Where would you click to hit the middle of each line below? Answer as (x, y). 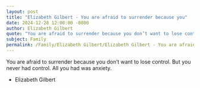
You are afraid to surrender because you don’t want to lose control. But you (99, 62)
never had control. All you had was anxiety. (59, 68)
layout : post (22, 12)
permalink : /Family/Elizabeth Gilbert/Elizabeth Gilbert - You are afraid (101, 45)
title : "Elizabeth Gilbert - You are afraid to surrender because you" (97, 17)
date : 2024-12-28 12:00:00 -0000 (48, 23)
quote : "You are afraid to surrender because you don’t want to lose (94, 34)
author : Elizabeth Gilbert (40, 28)
